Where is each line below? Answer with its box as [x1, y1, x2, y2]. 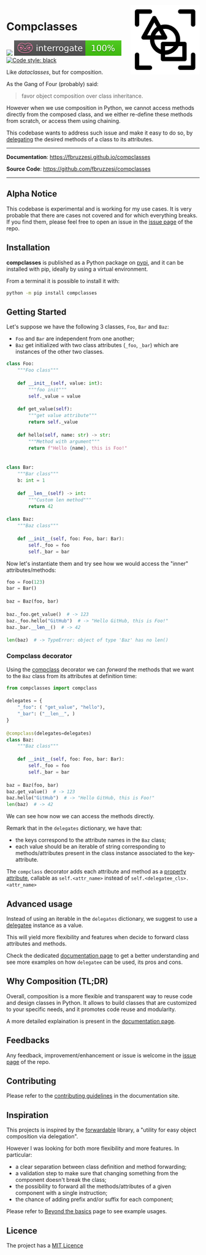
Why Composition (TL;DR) [6, 976, 109, 987]
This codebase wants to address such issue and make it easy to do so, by [6, 129, 193, 136]
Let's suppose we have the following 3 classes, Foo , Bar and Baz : [6, 323, 169, 330]
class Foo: [6, 361, 34, 367]
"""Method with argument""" [28, 438, 100, 445]
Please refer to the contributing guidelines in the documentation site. [6, 1092, 180, 1100]
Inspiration [6, 1110, 49, 1120]
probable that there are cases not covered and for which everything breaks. [6, 211, 198, 219]
